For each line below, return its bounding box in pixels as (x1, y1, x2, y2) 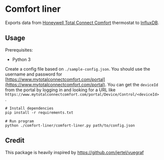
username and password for (5, 71, 62, 77)
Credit (5, 136, 25, 145)
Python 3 (12, 56, 31, 62)
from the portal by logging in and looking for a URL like (5, 87, 116, 93)
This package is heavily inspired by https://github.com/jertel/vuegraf (5, 149, 144, 155)
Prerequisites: (5, 47, 33, 53)
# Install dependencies (5, 106, 54, 111)
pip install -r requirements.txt (5, 110, 74, 115)
